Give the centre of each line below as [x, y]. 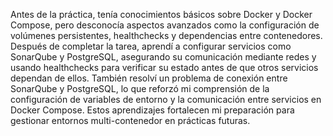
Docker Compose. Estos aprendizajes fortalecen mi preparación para [152, 110]
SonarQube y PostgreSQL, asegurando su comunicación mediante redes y [163, 57]
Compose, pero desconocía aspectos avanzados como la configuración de [165, 25]
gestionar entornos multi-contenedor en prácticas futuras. [130, 120]
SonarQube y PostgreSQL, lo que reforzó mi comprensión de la [140, 88]
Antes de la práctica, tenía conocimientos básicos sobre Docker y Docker [161, 14]
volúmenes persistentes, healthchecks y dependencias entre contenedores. [166, 35]
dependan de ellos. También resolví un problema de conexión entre [149, 78]
